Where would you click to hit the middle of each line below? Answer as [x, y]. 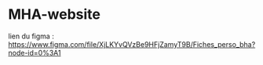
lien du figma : [31, 36]
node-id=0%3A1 [35, 52]
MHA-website [54, 14]
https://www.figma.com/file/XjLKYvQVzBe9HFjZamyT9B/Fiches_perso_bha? [132, 44]
